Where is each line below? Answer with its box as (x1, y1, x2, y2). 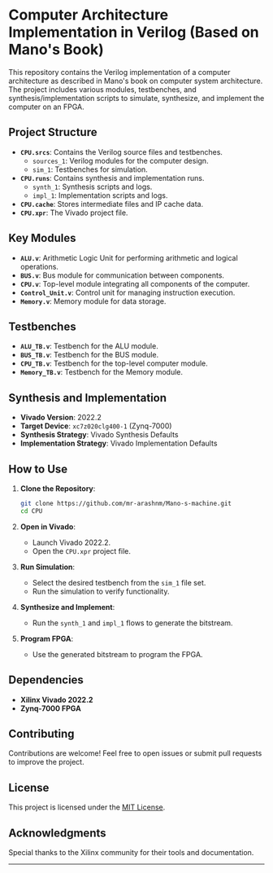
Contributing (8, 726, 75, 740)
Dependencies (8, 673, 84, 687)
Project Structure (8, 125, 97, 139)
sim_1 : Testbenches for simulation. (32, 165, 148, 174)
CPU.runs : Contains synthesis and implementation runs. (19, 173, 205, 182)
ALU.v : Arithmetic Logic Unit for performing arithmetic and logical (19, 252, 238, 262)
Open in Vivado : (19, 521, 76, 531)
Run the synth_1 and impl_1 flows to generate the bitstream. (32, 617, 233, 628)
